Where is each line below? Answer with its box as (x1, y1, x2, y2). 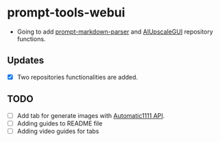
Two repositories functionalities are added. (16, 73, 138, 81)
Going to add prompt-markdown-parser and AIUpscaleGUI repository (16, 27, 214, 36)
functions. (16, 34, 46, 43)
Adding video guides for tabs (16, 127, 99, 135)
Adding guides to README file (16, 119, 103, 128)
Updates (7, 55, 45, 67)
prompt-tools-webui (7, 5, 125, 21)
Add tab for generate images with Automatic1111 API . (16, 111, 165, 119)
